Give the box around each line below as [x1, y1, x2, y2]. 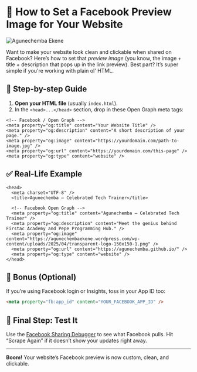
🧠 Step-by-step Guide [6, 84, 87, 94]
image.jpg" [6, 143, 33, 149]
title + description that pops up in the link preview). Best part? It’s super [6, 61, 179, 68]
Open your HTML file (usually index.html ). [14, 100, 118, 107]
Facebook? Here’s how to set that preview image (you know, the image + [6, 54, 182, 62]
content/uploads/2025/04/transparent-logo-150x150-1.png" [6, 241, 151, 247]
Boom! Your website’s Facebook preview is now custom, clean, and [6, 354, 169, 361]
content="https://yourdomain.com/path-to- [74, 138, 180, 144]
